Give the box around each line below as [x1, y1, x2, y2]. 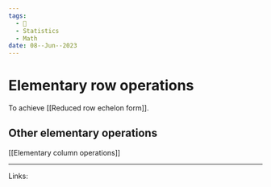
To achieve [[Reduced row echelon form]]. [8, 103, 149, 113]
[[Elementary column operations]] [8, 148, 121, 157]
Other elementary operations [8, 127, 158, 140]
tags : [8, 11, 27, 20]
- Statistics [15, 27, 60, 35]
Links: [8, 171, 28, 181]
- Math [15, 34, 38, 43]
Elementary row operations [8, 77, 194, 95]
